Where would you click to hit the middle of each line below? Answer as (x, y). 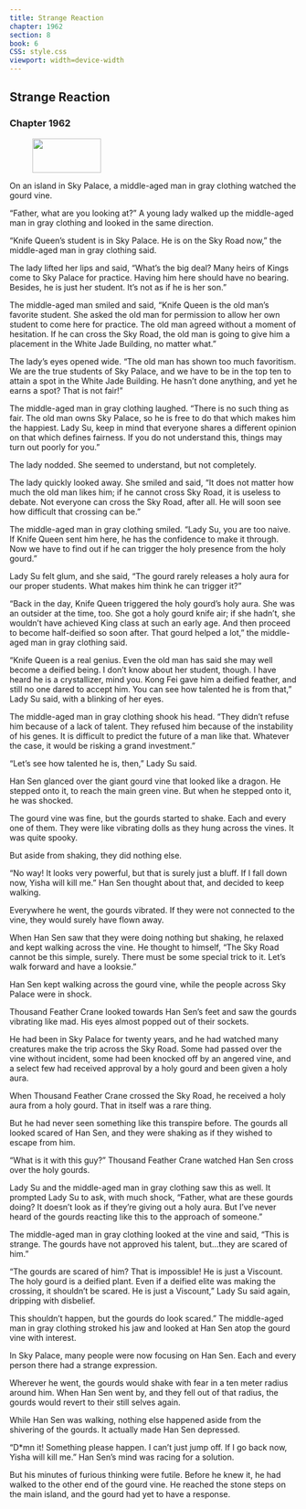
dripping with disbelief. (53, 1300)
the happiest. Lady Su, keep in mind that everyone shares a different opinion (153, 427)
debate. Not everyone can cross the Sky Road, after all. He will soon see (145, 501)
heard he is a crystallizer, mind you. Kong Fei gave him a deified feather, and (153, 679)
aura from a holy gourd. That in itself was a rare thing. (111, 1105)
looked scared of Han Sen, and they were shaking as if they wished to (141, 1133)
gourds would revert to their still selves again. (95, 1402)
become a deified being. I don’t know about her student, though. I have (143, 670)
